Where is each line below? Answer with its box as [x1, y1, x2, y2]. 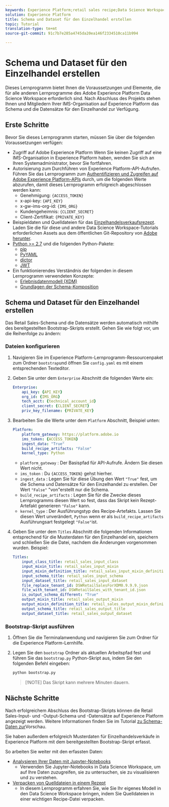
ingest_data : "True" [22, 441, 65, 446]
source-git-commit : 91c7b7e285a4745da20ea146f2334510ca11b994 [5, 31, 138, 36]
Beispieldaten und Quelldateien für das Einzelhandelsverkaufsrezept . [12, 219, 156, 225]
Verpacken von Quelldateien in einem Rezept [12, 780, 106, 786]
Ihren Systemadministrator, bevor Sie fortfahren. [12, 160, 113, 166]
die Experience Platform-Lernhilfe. [12, 640, 84, 646]
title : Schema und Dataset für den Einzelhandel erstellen [5, 17, 132, 22]
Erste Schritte [5, 121, 49, 129]
